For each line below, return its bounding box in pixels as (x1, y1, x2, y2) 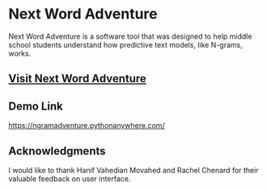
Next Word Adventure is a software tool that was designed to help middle (8, 31, 252, 41)
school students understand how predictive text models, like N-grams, (8, 39, 243, 49)
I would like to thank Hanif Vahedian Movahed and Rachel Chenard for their (8, 165, 259, 175)
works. (8, 48, 32, 58)
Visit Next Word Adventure (8, 72, 147, 85)
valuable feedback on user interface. (8, 174, 131, 184)
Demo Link (8, 99, 63, 113)
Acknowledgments (8, 144, 107, 158)
